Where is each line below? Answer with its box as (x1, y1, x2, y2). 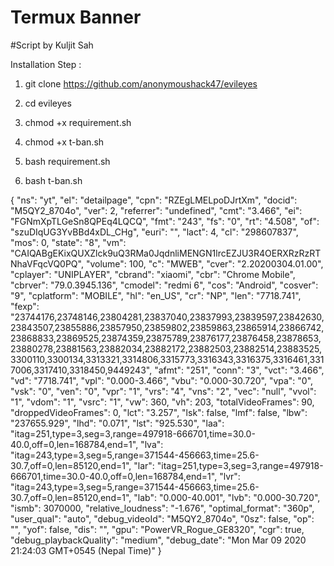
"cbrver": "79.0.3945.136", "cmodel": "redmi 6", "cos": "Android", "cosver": (10, 279, 319, 291)
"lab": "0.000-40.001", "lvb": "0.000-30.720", (133, 491, 321, 503)
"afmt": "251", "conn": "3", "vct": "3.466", (154, 364, 325, 376)
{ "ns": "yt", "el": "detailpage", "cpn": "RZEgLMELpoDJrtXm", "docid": (10, 194, 298, 206)
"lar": (133, 459, 155, 471)
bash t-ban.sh (24, 174, 83, 186)
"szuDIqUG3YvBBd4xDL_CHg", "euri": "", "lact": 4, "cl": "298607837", (10, 226, 299, 238)
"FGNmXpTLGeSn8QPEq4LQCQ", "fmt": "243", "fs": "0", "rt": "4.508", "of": (10, 215, 320, 227)
